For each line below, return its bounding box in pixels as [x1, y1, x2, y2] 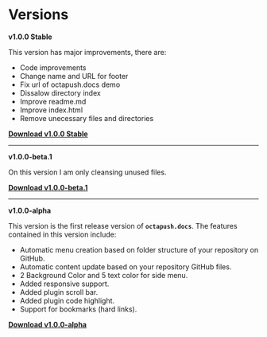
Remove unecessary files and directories [19, 113, 154, 123]
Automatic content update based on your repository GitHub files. [19, 261, 232, 272]
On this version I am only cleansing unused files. [8, 167, 167, 177]
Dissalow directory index [19, 88, 101, 97]
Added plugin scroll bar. [19, 287, 99, 296]
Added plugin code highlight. [19, 296, 115, 305]
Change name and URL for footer [19, 71, 129, 80]
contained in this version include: [8, 229, 117, 239]
